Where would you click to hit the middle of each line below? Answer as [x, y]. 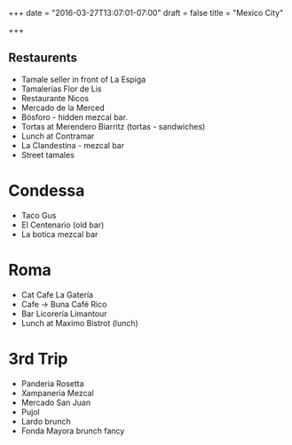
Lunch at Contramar [58, 136]
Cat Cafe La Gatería [57, 294]
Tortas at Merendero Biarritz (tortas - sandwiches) [113, 126]
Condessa [47, 191]
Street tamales [47, 155]
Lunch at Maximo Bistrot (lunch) [79, 322]
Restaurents [43, 58]
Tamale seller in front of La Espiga [83, 79]
